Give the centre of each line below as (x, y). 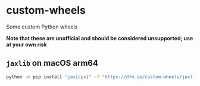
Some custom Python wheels (42, 27)
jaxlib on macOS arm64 (52, 63)
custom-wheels (46, 10)
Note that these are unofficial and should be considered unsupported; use (100, 38)
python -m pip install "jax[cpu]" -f (53, 77)
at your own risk (26, 44)
